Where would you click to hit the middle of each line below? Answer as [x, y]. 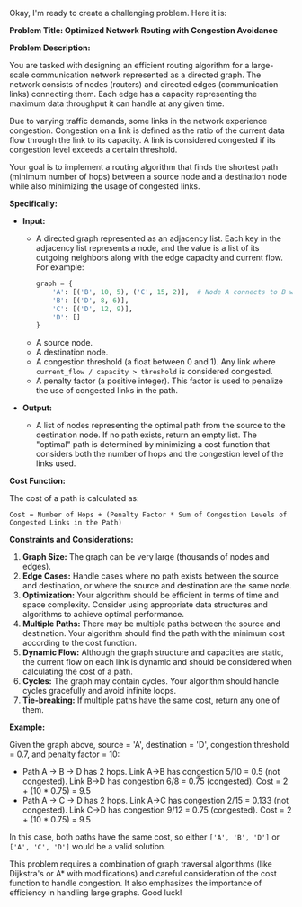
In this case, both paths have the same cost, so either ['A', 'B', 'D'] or [145, 837]
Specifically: [34, 203]
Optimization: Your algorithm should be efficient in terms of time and [150, 595]
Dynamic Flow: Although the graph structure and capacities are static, [153, 652]
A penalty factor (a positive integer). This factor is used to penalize [159, 381]
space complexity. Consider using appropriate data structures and [145, 605]
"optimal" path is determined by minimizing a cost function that [153, 445]
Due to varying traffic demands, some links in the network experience [138, 121]
